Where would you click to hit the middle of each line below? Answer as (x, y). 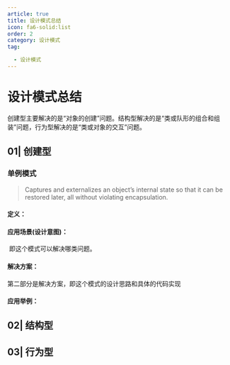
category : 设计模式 (34, 40)
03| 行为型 (30, 352)
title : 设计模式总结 (34, 21)
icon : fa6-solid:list (39, 27)
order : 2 (20, 34)
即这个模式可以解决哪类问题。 (52, 249)
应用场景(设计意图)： (38, 231)
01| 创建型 (29, 152)
